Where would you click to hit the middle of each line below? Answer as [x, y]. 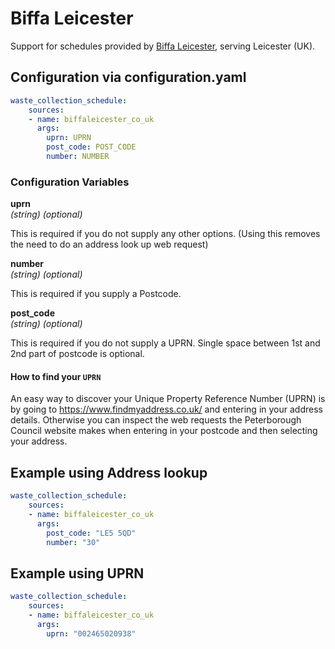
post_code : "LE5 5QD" [91, 533]
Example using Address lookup [109, 472]
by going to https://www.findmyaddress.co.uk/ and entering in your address [166, 409]
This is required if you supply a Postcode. [96, 294]
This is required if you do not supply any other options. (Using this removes [165, 234]
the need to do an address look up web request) [109, 244]
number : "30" [73, 542]
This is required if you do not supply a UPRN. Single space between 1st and [165, 343]
